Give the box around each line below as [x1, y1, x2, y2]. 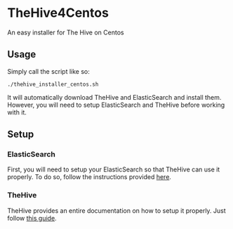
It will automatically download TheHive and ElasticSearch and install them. [7, 93, 222, 101]
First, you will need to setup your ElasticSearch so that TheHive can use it [7, 165, 220, 174]
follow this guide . [7, 214, 58, 222]
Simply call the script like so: [7, 67, 90, 75]
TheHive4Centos [7, 5, 109, 21]
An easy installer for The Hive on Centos [7, 28, 124, 37]
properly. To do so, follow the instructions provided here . [7, 173, 172, 181]
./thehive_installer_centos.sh [7, 81, 99, 88]
